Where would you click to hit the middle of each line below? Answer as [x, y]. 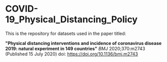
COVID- [22, 9]
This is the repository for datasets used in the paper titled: [66, 33]
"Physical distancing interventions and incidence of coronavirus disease [83, 43]
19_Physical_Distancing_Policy [71, 19]
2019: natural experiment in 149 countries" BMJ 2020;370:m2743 [75, 48]
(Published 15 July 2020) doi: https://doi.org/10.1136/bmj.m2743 [72, 54]
